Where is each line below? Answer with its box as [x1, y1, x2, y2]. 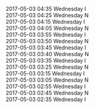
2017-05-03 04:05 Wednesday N [5, 24, 89, 32]
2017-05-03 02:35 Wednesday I [5, 96, 86, 103]
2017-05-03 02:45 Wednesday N [5, 90, 89, 96]
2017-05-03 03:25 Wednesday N [5, 63, 89, 71]
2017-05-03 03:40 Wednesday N [5, 51, 89, 57]
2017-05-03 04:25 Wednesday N [5, 12, 89, 19]
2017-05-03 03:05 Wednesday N [5, 76, 89, 83]
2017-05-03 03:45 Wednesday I [5, 44, 86, 51]
